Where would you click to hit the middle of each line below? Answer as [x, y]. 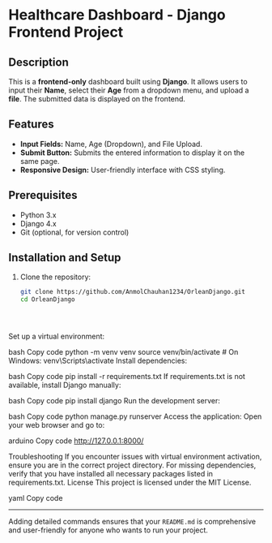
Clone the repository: [55, 277]
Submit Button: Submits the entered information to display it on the [132, 153]
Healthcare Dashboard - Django [117, 15]
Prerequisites [43, 195]
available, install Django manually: [65, 385]
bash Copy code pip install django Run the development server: [115, 401]
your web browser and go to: [57, 425]
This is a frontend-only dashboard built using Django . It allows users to [128, 82]
